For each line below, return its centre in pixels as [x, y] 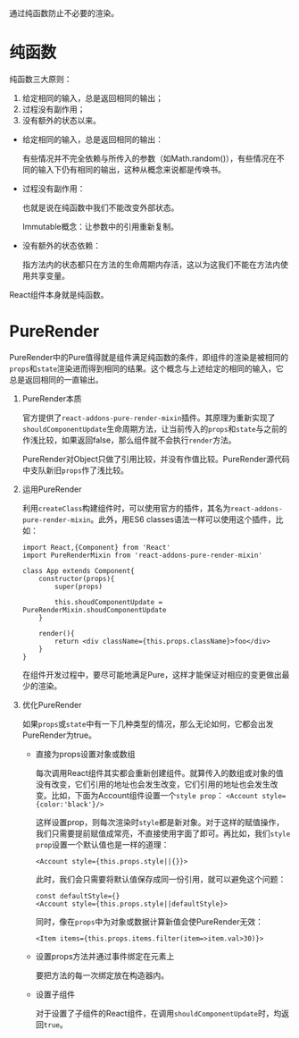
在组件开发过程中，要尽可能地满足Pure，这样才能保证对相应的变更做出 [152, 674]
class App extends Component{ [79, 570]
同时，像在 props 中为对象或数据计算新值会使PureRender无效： [149, 921]
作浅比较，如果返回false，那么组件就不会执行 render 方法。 [129, 440]
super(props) [79, 587]
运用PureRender [52, 489]
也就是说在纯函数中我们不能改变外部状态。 [100, 207]
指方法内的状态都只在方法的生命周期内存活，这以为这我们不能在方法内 [151, 264]
